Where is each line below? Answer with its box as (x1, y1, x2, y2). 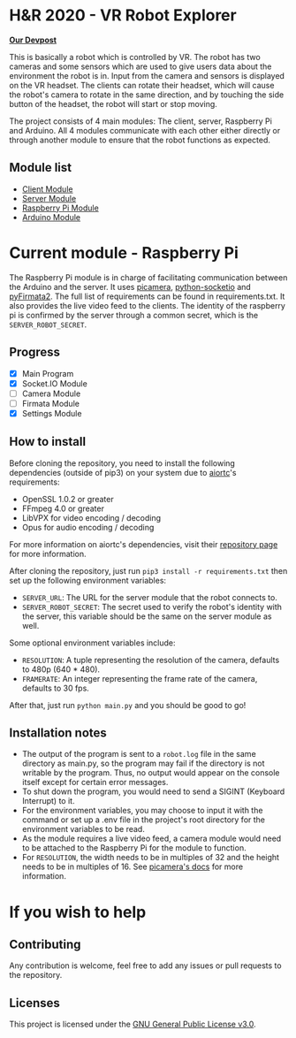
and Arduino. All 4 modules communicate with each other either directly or (9, 125, 281, 135)
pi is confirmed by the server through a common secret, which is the (9, 309, 259, 320)
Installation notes (9, 726, 108, 741)
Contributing (9, 937, 81, 952)
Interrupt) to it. (21, 796, 75, 806)
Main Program (21, 368, 74, 378)
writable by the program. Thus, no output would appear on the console (21, 767, 280, 778)
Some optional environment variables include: (9, 637, 176, 648)
